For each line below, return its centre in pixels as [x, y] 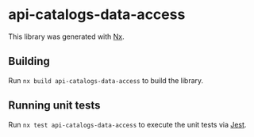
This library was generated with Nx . [66, 36]
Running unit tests [54, 106]
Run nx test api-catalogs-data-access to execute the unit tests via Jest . [127, 124]
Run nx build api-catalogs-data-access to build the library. [106, 80]
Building [29, 61]
